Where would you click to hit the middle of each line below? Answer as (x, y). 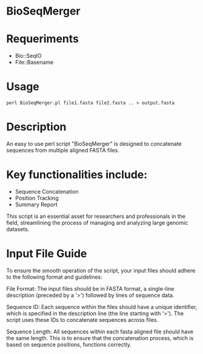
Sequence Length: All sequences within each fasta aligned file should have (100, 332)
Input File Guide (47, 254)
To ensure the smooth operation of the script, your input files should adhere (101, 270)
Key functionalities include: (77, 175)
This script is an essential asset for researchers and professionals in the (96, 216)
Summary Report (36, 204)
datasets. (18, 229)
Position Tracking (37, 198)
